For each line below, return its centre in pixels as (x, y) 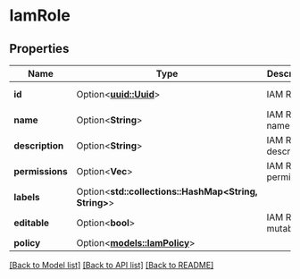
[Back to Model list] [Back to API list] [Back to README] (112, 265)
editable (32, 223)
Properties (39, 49)
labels (27, 197)
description (39, 146)
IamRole (40, 16)
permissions (41, 171)
